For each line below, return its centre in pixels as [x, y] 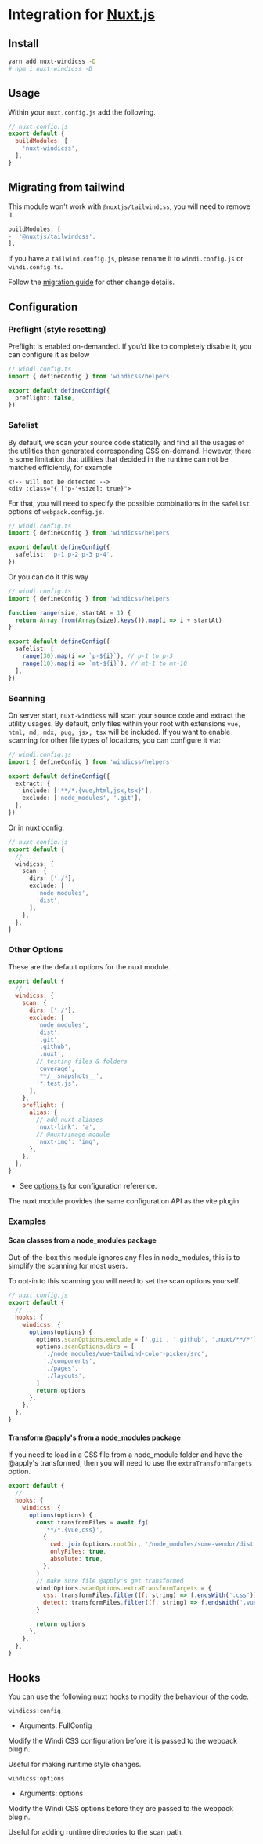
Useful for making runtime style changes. [75, 1765]
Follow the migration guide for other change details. [91, 282]
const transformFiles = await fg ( [92, 1522]
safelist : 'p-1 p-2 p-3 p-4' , [64, 555]
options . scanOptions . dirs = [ [85, 1347]
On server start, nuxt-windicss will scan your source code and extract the [127, 715]
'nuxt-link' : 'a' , [66, 1127]
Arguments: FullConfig [56, 1725]
